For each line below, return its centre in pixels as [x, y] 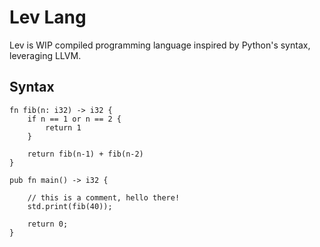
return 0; [48, 224]
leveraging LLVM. [45, 55]
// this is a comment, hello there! [104, 197]
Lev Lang [48, 17]
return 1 [63, 127]
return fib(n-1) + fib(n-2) [85, 154]
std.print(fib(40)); [70, 206]
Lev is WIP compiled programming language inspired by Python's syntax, [160, 45]
